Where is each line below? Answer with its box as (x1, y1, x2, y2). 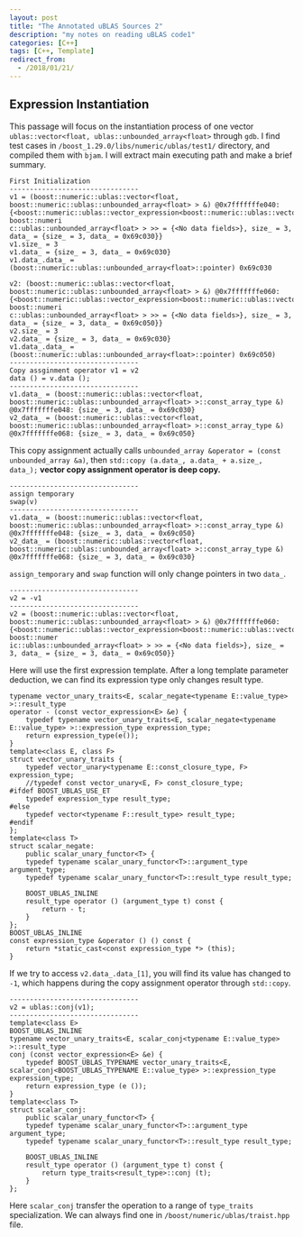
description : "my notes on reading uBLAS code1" (9, 30, 196, 39)
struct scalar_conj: (9, 1105, 87, 1114)
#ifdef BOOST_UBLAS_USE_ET (9, 786, 111, 795)
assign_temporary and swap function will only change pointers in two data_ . (9, 568, 287, 579)
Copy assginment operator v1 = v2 (9, 366, 140, 375)
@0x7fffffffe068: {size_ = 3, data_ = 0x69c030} (9, 552, 196, 562)
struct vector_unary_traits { (9, 755, 124, 764)
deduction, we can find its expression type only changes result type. (9, 673, 264, 685)
